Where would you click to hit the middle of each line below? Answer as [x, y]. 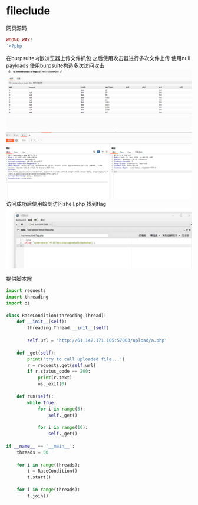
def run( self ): [35, 396]
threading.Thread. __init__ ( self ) [68, 328]
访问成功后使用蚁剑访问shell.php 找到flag [56, 204]
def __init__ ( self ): [42, 322]
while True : [42, 402]
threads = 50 [33, 452]
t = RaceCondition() [52, 471]
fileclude [28, 11]
